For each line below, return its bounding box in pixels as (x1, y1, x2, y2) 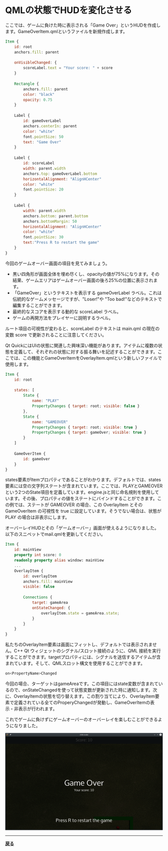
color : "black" (23, 92, 55, 97)
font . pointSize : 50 (23, 134, 64, 139)
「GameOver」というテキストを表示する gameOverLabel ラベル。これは (12, 289, 162, 296)
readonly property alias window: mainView (14, 558, 104, 563)
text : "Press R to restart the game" (23, 240, 99, 245)
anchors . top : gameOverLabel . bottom (23, 171, 97, 176)
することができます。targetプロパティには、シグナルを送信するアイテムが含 (5, 654, 161, 660)
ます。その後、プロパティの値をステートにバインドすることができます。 (9, 495, 157, 501)
